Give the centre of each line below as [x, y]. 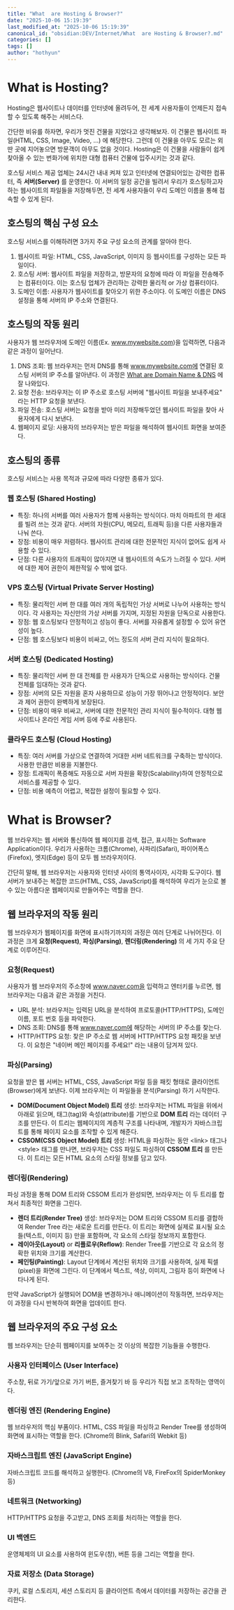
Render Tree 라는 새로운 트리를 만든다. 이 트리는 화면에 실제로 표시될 [119, 1227]
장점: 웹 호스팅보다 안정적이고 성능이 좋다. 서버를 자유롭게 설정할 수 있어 [115, 622]
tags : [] [20, 46]
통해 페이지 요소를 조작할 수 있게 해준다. [85, 1131]
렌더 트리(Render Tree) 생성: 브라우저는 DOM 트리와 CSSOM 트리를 [111, 1218]
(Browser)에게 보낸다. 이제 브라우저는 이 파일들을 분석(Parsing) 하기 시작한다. [114, 1090]
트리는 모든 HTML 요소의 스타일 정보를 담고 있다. [100, 1158]
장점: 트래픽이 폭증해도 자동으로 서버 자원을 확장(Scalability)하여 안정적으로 [120, 773]
